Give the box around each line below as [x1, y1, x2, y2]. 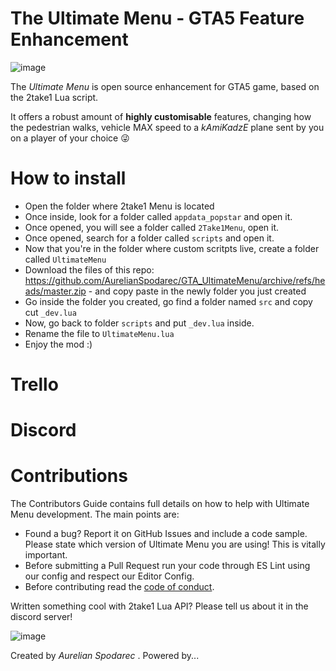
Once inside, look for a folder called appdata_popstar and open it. [24, 210, 293, 222]
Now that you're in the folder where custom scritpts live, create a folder [24, 242, 320, 254]
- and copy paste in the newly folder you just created [88, 285, 307, 297]
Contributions [10, 465, 128, 487]
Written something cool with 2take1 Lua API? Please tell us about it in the [10, 600, 309, 612]
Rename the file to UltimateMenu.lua [24, 327, 175, 339]
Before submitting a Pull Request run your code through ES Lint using [24, 560, 311, 572]
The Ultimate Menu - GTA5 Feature [10, 7, 305, 30]
